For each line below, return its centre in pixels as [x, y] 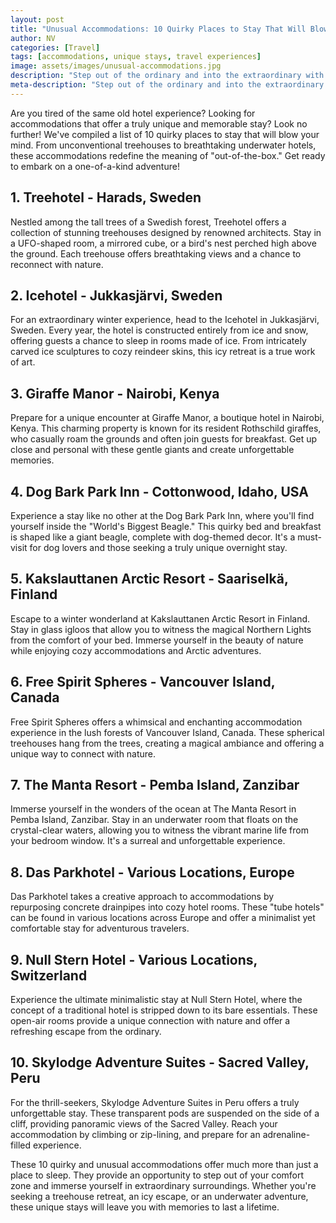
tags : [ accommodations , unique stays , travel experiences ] [136, 57]
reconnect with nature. [57, 264]
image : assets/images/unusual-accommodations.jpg [116, 66]
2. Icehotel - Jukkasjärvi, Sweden [116, 295]
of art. [23, 362]
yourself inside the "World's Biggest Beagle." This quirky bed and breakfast [166, 526]
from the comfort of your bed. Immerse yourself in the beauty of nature [157, 640]
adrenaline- [286, 1134]
